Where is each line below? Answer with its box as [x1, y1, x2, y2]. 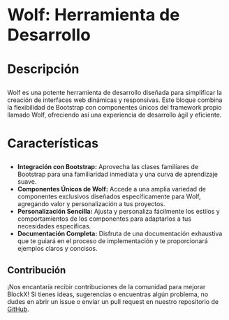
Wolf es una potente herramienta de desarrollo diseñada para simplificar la [7, 89, 222, 97]
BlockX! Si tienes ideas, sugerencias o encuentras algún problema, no [7, 290, 209, 298]
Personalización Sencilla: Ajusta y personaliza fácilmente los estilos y [17, 207, 220, 215]
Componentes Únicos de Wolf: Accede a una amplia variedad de [17, 184, 207, 193]
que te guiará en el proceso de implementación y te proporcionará [17, 236, 208, 245]
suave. [17, 177, 37, 186]
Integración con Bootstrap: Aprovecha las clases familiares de [17, 162, 199, 170]
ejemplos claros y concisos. [17, 244, 98, 252]
